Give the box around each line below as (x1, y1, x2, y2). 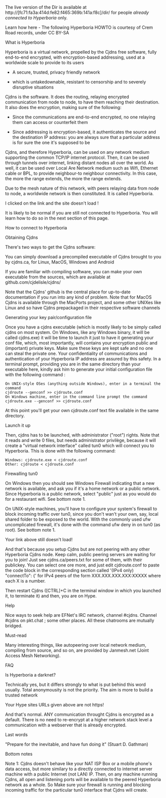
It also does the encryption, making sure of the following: (5, 105, 121, 110)
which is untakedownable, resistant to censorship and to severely (12, 79, 146, 85)
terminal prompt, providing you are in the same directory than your (5, 361, 141, 367)
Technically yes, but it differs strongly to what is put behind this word (5, 682, 146, 687)
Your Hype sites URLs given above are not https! (5, 702, 104, 707)
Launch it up (5, 423, 31, 428)
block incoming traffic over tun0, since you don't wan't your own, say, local (5, 511, 159, 517)
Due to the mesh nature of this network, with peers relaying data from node (5, 185, 159, 191)
